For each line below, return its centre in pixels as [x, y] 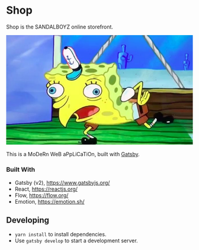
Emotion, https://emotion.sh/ [49, 201]
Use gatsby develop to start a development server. [76, 240]
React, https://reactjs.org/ [46, 189]
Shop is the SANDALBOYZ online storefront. [60, 27]
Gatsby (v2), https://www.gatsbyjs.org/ [62, 182]
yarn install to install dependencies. [60, 235]
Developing [28, 220]
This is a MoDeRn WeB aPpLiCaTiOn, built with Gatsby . [73, 154]
